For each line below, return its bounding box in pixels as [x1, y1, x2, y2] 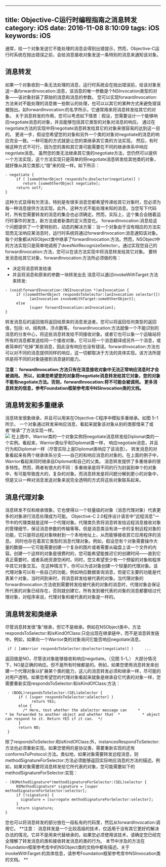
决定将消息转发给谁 [12, 265, 52, 271]
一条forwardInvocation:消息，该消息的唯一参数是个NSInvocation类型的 [9, 88, 153, 94]
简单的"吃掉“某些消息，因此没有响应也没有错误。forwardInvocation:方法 [9, 343, 156, 349]
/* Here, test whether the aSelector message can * [23, 708, 140, 713]
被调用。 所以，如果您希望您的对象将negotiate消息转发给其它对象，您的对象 [5, 373, 161, 379]
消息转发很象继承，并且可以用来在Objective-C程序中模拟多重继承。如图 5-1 [5, 415, 159, 421]
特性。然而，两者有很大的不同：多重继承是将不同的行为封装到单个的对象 [9, 465, 157, 470]
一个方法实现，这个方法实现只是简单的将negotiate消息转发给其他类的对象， [5, 156, 159, 162]
